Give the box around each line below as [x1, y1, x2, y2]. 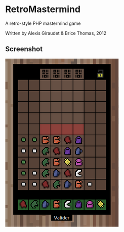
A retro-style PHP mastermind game [5, 20, 81, 26]
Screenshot [5, 45, 43, 54]
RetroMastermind [5, 4, 81, 15]
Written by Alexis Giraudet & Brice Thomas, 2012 [5, 30, 107, 36]
